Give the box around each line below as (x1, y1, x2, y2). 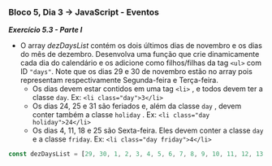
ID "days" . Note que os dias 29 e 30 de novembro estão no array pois (19, 67, 253, 76)
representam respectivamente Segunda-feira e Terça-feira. (19, 76, 219, 85)
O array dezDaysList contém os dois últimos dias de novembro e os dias (19, 41, 262, 50)
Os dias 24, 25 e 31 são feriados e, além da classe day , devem (32, 101, 242, 111)
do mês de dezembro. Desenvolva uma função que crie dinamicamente (19, 50, 260, 59)
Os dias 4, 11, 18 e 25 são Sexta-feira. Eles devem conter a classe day (32, 125, 264, 136)
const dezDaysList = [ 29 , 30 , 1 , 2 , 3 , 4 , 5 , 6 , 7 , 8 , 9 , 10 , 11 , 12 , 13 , (8, 150, 267, 159)
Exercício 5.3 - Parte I (8, 25, 83, 35)
